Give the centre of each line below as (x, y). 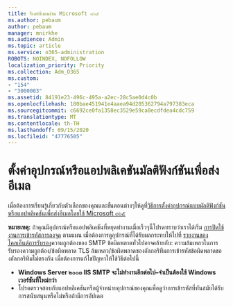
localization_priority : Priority (56, 65)
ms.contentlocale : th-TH (44, 123)
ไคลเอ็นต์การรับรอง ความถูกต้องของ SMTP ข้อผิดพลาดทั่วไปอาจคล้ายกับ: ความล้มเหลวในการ (113, 243)
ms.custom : (24, 78)
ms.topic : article (34, 46)
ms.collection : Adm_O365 (44, 72)
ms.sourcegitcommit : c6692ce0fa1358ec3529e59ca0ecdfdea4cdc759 (101, 110)
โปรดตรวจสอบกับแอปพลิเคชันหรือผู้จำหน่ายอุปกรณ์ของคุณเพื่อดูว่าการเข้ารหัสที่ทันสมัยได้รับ (121, 288)
